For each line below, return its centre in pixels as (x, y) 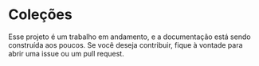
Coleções (41, 15)
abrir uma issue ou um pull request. (67, 53)
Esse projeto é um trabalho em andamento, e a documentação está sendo (129, 37)
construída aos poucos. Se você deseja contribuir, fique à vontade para (126, 45)
